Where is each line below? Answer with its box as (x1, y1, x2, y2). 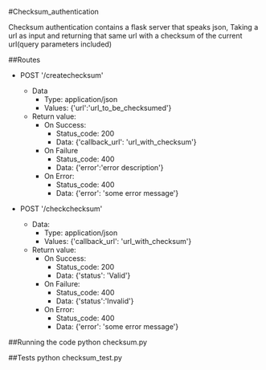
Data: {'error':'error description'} (55, 163, 164, 172)
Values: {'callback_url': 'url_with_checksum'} (43, 237, 192, 246)
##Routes (8, 55, 41, 64)
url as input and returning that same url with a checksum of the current (8, 31, 243, 40)
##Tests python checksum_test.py (8, 353, 123, 362)
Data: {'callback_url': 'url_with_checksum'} (55, 137, 197, 147)
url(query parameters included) (8, 39, 113, 49)
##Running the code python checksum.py (8, 337, 147, 347)
